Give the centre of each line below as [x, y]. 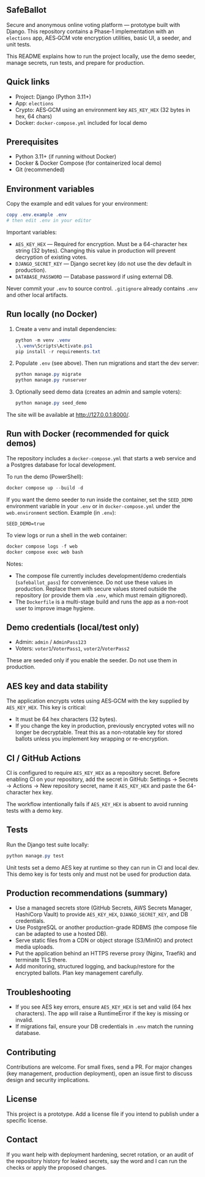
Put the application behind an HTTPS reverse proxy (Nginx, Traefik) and [106, 954]
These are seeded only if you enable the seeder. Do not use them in [92, 660]
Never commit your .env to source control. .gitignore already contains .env [102, 288]
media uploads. [35, 947]
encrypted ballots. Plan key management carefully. [79, 973]
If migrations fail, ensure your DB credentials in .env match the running [104, 1026]
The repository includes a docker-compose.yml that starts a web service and [101, 458]
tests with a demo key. [35, 810]
